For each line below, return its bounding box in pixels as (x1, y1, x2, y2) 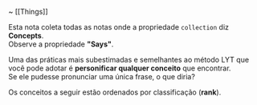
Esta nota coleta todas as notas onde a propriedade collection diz (8, 22, 230, 31)
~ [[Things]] (8, 7, 48, 16)
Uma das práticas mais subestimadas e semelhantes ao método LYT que (8, 55, 250, 64)
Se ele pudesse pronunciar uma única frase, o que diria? (8, 72, 195, 81)
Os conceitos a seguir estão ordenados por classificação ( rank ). (8, 87, 222, 97)
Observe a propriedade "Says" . (8, 39, 114, 49)
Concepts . (8, 31, 44, 40)
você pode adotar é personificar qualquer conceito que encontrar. (8, 63, 231, 73)
